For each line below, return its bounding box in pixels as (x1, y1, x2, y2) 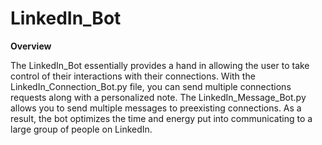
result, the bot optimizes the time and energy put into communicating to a (10, 112, 313, 124)
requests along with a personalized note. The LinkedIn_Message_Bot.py (10, 91, 307, 103)
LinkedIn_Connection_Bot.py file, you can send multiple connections (10, 80, 292, 92)
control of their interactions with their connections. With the (10, 70, 256, 82)
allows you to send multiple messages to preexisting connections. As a (10, 102, 302, 114)
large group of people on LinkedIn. (10, 123, 153, 135)
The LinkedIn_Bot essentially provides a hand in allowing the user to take (10, 59, 310, 71)
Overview (10, 40, 52, 52)
